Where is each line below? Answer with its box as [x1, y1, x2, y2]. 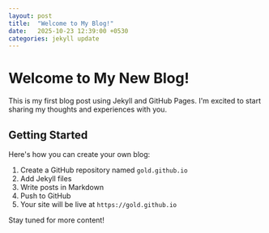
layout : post [8, 11, 53, 20]
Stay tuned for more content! [8, 215, 105, 225]
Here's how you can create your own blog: [8, 150, 151, 159]
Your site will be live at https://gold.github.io [19, 200, 177, 209]
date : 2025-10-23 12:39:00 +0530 [8, 27, 129, 35]
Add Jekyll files [19, 174, 72, 183]
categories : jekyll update [8, 34, 100, 43]
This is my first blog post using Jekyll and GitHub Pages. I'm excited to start [8, 96, 262, 106]
